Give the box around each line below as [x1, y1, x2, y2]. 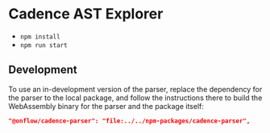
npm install [19, 33, 60, 41]
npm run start [19, 41, 68, 49]
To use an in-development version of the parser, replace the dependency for [8, 84, 263, 94]
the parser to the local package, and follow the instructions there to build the [8, 93, 263, 103]
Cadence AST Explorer [8, 5, 164, 23]
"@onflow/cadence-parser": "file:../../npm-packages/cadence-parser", [8, 117, 251, 125]
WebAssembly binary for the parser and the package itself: [8, 101, 204, 111]
